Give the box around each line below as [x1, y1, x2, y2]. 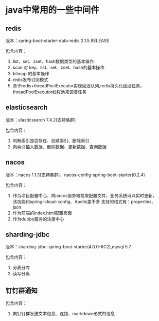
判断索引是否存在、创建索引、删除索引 [12, 138, 89, 143]
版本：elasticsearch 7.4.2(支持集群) [5, 117, 76, 122]
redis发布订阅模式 [12, 77, 49, 82]
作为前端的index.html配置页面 [12, 210, 72, 216]
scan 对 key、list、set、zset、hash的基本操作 [12, 64, 105, 70]
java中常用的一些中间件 [5, 4, 100, 16]
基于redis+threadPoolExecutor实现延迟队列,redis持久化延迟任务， [12, 83, 145, 88]
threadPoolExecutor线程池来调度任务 [12, 89, 87, 95]
